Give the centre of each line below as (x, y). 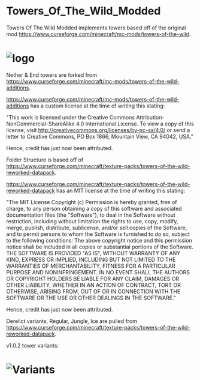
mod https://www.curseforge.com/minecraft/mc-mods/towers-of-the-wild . (99, 34)
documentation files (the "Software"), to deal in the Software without (91, 215)
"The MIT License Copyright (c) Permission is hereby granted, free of (92, 202)
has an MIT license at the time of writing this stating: (121, 190)
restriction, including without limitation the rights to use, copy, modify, (92, 221)
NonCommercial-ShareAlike (40, 124)
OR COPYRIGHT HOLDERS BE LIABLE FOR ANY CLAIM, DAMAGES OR (93, 279)
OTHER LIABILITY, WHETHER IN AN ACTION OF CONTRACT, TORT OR (93, 285)
